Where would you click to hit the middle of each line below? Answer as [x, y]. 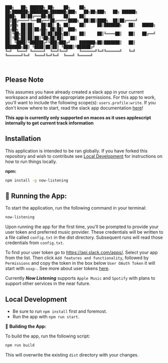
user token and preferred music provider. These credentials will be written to [84, 232]
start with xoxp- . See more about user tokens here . [57, 268]
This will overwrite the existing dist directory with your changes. [72, 354]
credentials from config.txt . [35, 243]
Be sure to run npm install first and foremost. [60, 311]
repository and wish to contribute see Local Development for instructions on [84, 156]
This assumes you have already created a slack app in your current [74, 92]
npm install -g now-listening [37, 180]
